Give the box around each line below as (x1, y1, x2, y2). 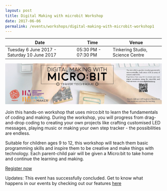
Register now (5, 165, 32, 171)
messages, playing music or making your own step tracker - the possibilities (5, 125, 161, 131)
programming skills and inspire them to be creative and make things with (5, 145, 154, 151)
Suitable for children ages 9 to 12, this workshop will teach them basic (5, 140, 149, 146)
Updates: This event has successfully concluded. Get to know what (5, 175, 143, 181)
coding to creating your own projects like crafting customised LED (25, 119, 161, 125)
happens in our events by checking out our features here (5, 180, 122, 186)
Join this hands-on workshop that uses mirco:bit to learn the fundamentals (5, 109, 158, 115)
